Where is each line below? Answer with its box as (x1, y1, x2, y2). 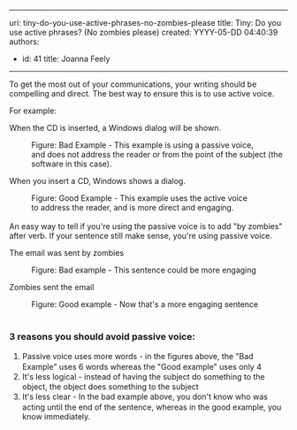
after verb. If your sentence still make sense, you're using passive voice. (9, 231, 272, 241)
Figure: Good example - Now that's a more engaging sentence (31, 299, 259, 310)
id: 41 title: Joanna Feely (21, 54, 110, 64)
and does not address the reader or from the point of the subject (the (31, 150, 283, 159)
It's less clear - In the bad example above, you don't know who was (21, 391, 268, 403)
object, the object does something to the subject (21, 381, 199, 392)
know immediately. (21, 411, 91, 421)
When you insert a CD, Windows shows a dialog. (9, 176, 186, 186)
